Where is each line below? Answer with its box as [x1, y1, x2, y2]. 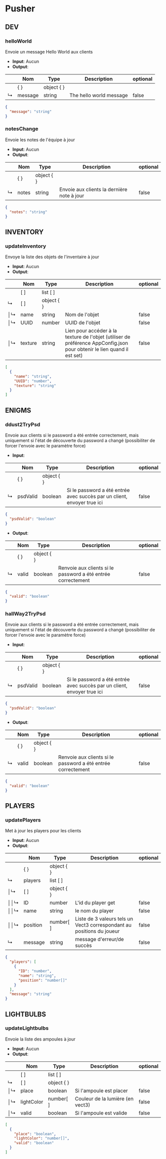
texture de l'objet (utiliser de [65, 333, 131, 340]
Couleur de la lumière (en [75, 1095, 134, 1102]
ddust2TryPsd [5, 421, 41, 428]
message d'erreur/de [75, 936, 124, 943]
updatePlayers [5, 817, 41, 824]
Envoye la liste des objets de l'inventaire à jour [5, 254, 100, 260]
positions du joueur [75, 928, 120, 935]
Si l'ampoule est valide [75, 1109, 127, 1116]
